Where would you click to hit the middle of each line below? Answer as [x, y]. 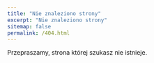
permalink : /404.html [39, 33]
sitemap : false [29, 26]
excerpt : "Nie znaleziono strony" [57, 20]
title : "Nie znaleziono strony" [54, 13]
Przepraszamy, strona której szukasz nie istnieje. [77, 53]
